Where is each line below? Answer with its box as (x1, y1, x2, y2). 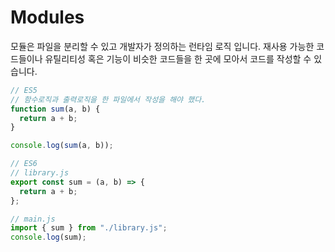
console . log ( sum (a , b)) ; (10, 141, 114, 151)
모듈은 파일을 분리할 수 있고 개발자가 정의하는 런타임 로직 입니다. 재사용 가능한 (10, 40, 315, 52)
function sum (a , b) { (10, 104, 101, 114)
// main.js (10, 214, 56, 224)
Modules (10, 6, 85, 29)
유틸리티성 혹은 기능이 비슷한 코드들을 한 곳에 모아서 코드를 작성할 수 (44, 52, 312, 65)
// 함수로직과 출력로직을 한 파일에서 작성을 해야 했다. (10, 94, 207, 105)
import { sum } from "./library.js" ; (10, 223, 168, 233)
